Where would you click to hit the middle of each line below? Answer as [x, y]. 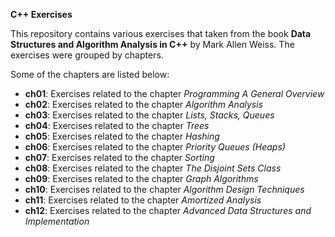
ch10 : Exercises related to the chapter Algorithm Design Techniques [164, 189]
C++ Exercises [41, 14]
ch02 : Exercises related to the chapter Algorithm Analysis [143, 104]
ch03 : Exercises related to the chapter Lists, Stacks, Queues [149, 115]
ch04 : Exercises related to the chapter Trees [117, 125]
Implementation [57, 221]
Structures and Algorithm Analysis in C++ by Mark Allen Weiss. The [152, 44]
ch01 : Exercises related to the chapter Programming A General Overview [174, 93]
